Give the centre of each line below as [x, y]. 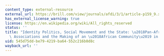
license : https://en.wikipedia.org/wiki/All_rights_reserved [69, 23]
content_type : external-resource [39, 9]
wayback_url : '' [21, 46]
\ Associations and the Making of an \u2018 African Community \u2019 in [84, 37]
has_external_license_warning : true [42, 19]
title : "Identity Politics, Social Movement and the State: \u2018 [75, 32]
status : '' [16, 28]
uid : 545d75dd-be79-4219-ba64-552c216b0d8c [50, 41]
